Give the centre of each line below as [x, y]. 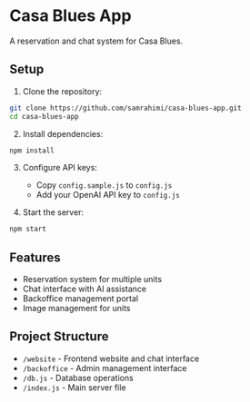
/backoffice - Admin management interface [105, 368]
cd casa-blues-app [44, 116]
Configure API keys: [60, 168]
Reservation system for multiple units [92, 279]
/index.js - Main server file [74, 387]
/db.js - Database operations [78, 377]
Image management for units [76, 309]
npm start [28, 229]
